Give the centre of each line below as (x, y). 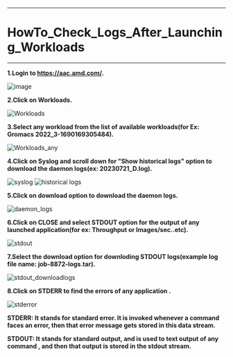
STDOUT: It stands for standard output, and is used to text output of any (113, 338)
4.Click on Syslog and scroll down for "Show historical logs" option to (110, 161)
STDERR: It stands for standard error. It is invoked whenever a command (113, 317)
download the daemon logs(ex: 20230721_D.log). (80, 168)
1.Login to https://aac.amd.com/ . (55, 73)
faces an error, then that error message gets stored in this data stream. (112, 325)
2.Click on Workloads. (40, 100)
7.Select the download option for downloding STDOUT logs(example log (113, 256)
